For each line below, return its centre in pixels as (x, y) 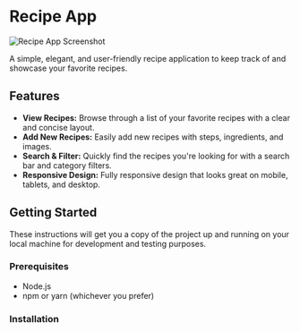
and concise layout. (58, 127)
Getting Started (53, 213)
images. (37, 146)
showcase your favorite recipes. (69, 68)
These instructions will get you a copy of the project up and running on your (149, 234)
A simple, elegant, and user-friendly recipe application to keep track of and (148, 58)
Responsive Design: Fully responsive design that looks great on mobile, (155, 175)
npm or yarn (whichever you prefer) (88, 295)
